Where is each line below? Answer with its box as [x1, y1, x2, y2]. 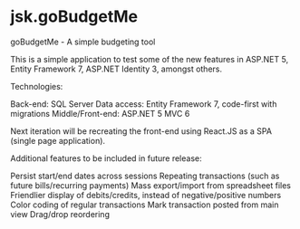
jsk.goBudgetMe [10, 6, 139, 27]
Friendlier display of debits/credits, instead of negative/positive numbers [10, 189, 282, 200]
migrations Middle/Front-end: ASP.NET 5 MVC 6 [10, 108, 190, 119]
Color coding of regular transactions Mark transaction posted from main [10, 199, 279, 210]
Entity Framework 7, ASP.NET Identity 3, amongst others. [10, 63, 223, 74]
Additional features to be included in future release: [10, 152, 202, 164]
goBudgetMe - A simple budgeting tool [10, 36, 156, 47]
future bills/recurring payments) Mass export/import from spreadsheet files [10, 179, 291, 191]
